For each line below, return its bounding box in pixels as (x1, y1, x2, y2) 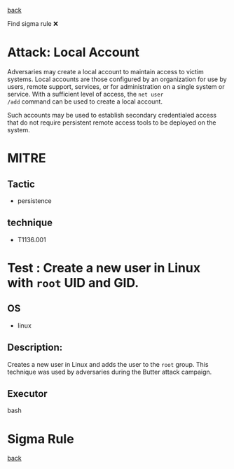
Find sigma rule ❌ (7, 20, 58, 27)
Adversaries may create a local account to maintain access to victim (7, 67, 205, 76)
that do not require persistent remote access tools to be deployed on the (7, 118, 216, 127)
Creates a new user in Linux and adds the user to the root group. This (7, 360, 209, 368)
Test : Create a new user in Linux (7, 260, 201, 276)
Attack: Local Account (7, 45, 140, 60)
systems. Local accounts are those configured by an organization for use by (7, 75, 227, 83)
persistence (17, 196, 53, 205)
